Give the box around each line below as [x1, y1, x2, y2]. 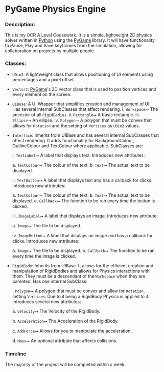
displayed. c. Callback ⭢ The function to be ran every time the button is [12, 198, 155, 204]
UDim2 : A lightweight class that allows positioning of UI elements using [12, 71, 153, 77]
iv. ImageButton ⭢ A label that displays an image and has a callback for [12, 232, 153, 238]
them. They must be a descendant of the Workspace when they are [12, 273, 145, 279]
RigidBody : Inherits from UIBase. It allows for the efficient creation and [12, 262, 154, 269]
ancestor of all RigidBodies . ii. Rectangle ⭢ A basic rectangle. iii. [12, 112, 140, 118]
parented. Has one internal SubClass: [12, 278, 88, 284]
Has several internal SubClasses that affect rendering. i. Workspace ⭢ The [12, 106, 158, 112]
